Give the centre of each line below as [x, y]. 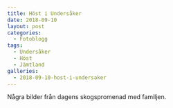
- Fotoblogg [31, 39]
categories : [24, 33]
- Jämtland [29, 65]
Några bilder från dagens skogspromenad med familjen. [87, 97]
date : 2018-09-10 [32, 20]
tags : [15, 45]
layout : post [26, 26]
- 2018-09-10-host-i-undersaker [60, 77]
